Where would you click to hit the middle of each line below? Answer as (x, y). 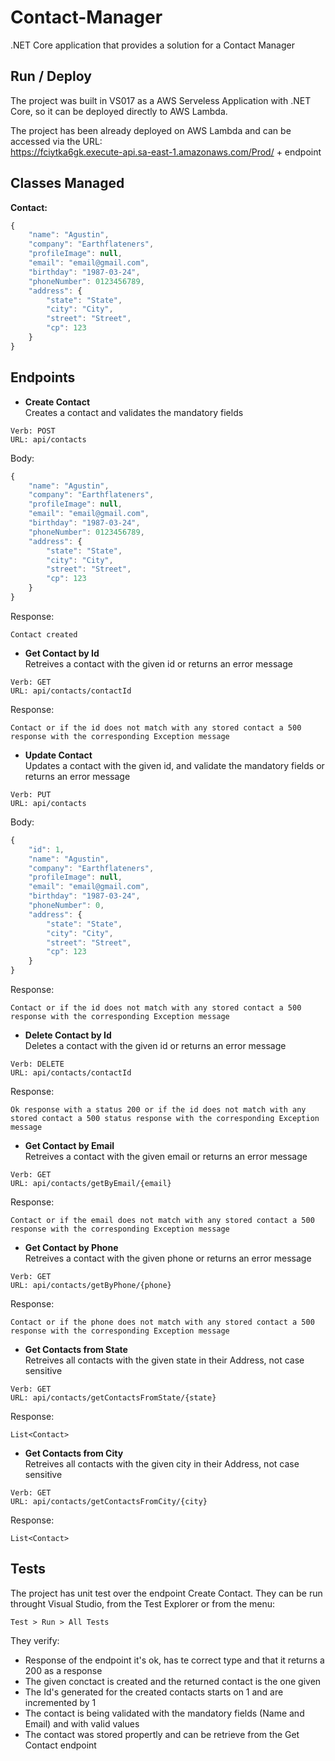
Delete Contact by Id (68, 1035)
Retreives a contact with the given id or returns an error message (158, 663)
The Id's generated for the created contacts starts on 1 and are (154, 1692)
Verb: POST (33, 431)
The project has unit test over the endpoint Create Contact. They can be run (166, 1593)
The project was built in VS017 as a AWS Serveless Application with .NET (161, 100)
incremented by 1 (60, 1702)
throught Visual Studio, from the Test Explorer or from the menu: (143, 1603)
